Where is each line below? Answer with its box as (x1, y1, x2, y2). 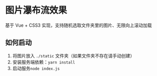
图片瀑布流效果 (5, 5, 67, 16)
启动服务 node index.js (12, 65, 60, 71)
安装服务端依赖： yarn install (12, 59, 75, 65)
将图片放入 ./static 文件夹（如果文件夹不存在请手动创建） (12, 52, 135, 58)
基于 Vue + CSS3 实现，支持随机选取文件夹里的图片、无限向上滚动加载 (5, 22, 152, 28)
